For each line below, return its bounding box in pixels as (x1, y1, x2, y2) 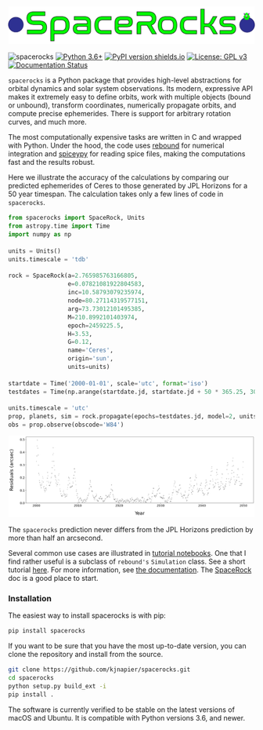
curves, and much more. (8, 117, 88, 127)
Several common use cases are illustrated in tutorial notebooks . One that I (8, 549, 247, 558)
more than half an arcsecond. (8, 533, 103, 543)
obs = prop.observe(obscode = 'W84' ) (8, 421, 124, 429)
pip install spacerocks (8, 627, 86, 635)
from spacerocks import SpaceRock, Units (8, 214, 146, 222)
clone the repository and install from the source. (8, 650, 164, 659)
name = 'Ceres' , (67, 346, 113, 355)
